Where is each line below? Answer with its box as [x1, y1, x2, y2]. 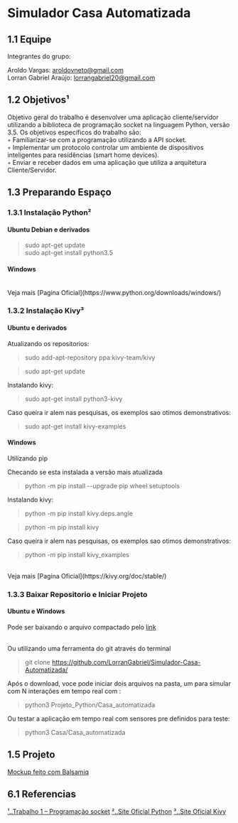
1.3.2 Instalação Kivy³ [7, 306, 85, 316]
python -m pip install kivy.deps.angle [24, 509, 134, 517]
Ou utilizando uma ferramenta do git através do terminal [7, 644, 171, 652]
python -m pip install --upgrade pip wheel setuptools [24, 481, 180, 490]
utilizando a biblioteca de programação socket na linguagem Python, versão [7, 120, 230, 129]
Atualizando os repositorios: [7, 339, 90, 348]
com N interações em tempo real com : [7, 687, 121, 695]
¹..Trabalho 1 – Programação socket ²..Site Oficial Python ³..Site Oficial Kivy [7, 807, 227, 815]
